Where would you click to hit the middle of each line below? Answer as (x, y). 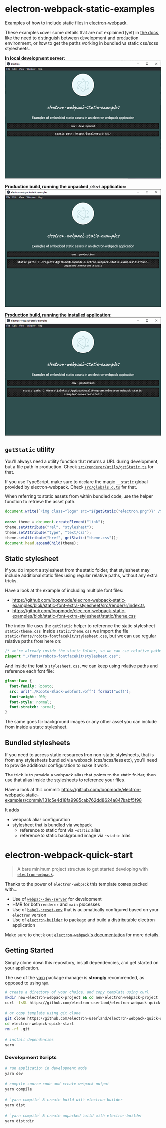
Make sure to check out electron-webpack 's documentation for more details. (82, 935)
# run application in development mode (46, 1068)
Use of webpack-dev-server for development (57, 899)
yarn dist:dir (20, 1121)
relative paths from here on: (33, 641)
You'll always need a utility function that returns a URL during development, (82, 461)
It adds (12, 810)
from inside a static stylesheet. (36, 727)
